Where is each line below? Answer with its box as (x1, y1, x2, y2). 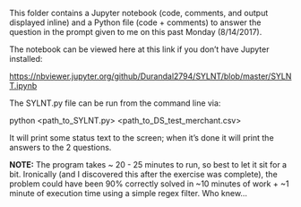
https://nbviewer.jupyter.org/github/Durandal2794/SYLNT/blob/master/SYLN (9, 71, 292, 82)
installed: (9, 54, 43, 64)
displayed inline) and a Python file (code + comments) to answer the (9, 17, 262, 28)
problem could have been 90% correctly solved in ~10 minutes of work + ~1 (9, 178, 289, 189)
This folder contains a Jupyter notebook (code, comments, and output (9, 8, 269, 18)
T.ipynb (9, 81, 38, 91)
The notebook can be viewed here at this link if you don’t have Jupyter (9, 44, 270, 55)
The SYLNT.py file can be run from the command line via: (9, 98, 221, 108)
